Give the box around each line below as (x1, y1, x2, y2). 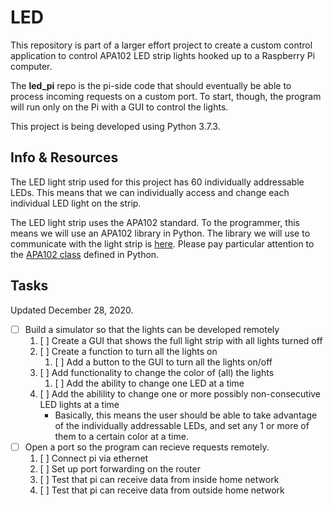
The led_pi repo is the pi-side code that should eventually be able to (10, 79, 292, 91)
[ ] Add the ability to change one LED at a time (54, 377, 245, 389)
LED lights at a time (39, 398, 120, 410)
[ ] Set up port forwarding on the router (39, 462, 201, 475)
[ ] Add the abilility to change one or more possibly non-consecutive (39, 387, 322, 400)
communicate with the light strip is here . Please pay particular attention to (10, 237, 315, 250)
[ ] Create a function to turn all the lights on (39, 345, 218, 357)
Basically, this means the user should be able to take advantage (54, 409, 318, 421)
